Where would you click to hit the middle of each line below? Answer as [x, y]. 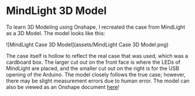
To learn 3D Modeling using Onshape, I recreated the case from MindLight [96, 27]
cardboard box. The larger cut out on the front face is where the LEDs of [93, 62]
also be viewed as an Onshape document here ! [63, 87]
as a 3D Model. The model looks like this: [56, 33]
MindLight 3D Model [57, 11]
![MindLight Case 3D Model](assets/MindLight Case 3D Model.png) [87, 44]
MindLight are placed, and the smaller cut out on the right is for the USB [93, 68]
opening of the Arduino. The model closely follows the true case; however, [96, 74]
